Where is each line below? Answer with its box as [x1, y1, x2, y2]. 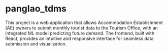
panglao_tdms [5, 3, 67, 14]
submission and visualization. [5, 40, 67, 46]
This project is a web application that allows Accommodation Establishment [5, 19, 163, 25]
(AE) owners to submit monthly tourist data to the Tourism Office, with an [5, 24, 158, 30]
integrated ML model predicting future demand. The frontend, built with [5, 30, 155, 36]
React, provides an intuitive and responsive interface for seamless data [5, 35, 154, 41]
